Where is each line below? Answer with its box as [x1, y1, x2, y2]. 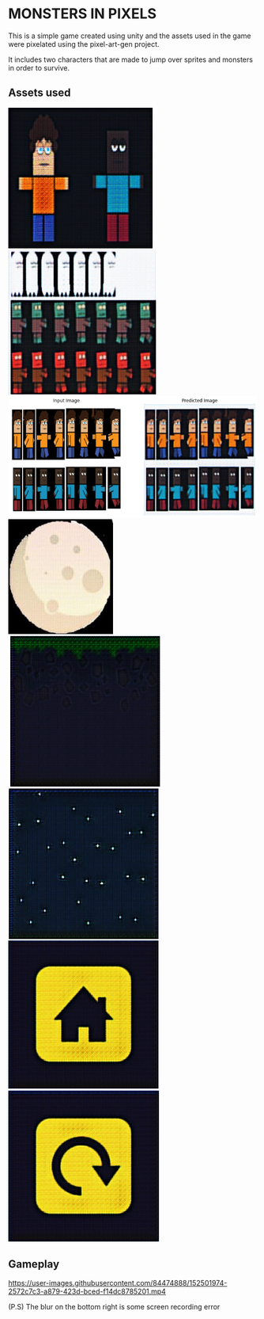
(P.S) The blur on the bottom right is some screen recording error [8, 1302, 221, 1312]
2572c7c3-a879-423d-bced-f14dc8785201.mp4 [8, 1287, 166, 1296]
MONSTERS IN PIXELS [8, 5, 157, 23]
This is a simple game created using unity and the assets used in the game [8, 31, 251, 40]
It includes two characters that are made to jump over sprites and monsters [8, 55, 253, 64]
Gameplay [8, 1257, 60, 1271]
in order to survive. [8, 63, 70, 72]
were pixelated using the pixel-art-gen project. [8, 39, 160, 48]
